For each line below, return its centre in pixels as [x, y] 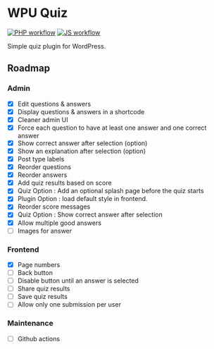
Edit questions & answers [54, 104]
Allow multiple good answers [59, 223]
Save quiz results [43, 297]
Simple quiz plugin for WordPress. [57, 46]
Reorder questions [44, 167]
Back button [35, 272]
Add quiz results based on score [64, 183]
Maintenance [31, 324]
